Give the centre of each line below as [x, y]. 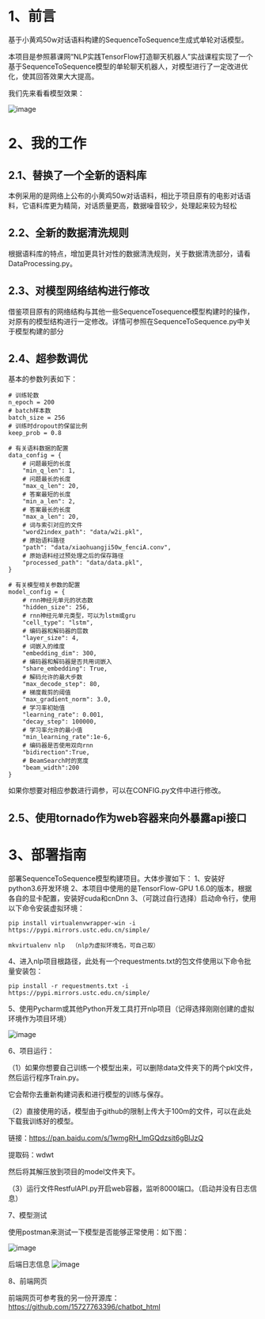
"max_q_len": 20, [51, 486]
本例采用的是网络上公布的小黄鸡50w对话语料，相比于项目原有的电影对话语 [130, 196]
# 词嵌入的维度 [44, 646]
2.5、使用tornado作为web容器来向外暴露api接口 [128, 818]
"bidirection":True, [56, 753]
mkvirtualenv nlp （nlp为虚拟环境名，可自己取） [84, 945]
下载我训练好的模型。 [43, 1121]
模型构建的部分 [39, 331]
